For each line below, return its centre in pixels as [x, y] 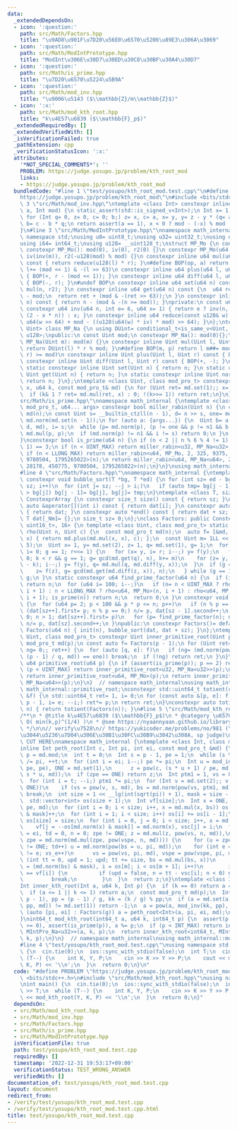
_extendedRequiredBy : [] [50, 125]
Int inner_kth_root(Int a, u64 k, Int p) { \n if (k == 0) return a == [127, 886]
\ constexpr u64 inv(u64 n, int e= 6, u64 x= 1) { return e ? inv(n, [124, 309]
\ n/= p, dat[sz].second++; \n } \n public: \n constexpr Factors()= [118, 624]
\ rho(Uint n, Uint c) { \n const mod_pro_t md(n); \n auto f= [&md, [124, 532]
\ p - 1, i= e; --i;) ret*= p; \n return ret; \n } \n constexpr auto [118, 703]
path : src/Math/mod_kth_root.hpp [69, 112]
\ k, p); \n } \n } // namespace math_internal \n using [97, 939]
